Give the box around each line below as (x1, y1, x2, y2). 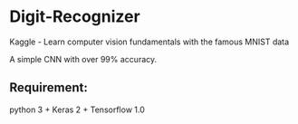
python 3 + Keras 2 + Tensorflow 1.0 (9, 104, 145, 115)
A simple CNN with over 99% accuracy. (9, 53, 158, 64)
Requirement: (9, 80, 89, 96)
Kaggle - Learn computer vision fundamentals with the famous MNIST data (9, 36, 290, 47)
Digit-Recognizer (9, 6, 140, 27)
